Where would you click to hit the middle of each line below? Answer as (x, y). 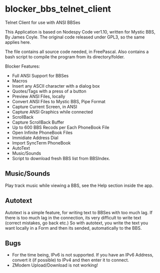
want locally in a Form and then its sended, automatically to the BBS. (73, 228)
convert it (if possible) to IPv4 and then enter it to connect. (71, 260)
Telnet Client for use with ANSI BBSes (43, 22)
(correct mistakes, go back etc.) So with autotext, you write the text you (77, 223)
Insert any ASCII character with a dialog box (56, 86)
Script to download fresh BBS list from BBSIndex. (61, 158)
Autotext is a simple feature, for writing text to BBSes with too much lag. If (79, 212)
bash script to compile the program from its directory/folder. (65, 56)
